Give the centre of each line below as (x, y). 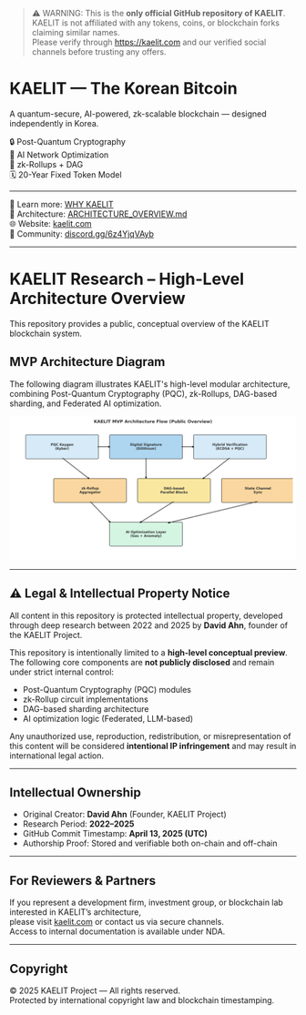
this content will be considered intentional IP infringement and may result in (153, 746)
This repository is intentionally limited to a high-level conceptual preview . (149, 652)
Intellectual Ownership (75, 792)
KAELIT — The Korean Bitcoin (124, 89)
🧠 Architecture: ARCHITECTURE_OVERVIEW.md (98, 214)
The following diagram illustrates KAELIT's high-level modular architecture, (150, 384)
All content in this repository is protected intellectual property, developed (147, 615)
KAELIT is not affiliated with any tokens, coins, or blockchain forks (156, 23)
